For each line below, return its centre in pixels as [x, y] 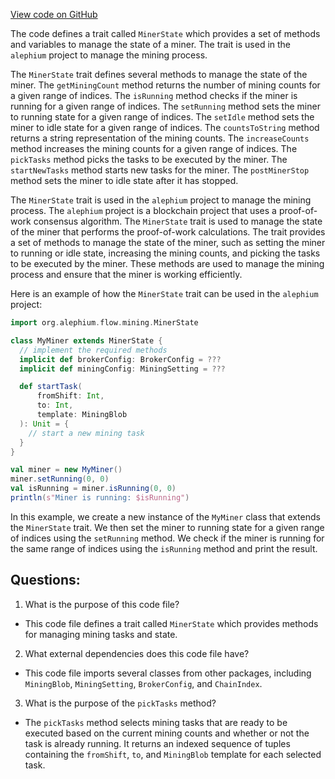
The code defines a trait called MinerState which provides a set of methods [165, 33]
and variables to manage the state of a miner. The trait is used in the [151, 44]
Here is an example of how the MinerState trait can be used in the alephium [164, 293]
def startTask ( [51, 387]
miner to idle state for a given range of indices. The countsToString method [165, 127]
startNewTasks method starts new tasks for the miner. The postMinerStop [160, 170]
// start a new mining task [86, 433]
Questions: [45, 580]
